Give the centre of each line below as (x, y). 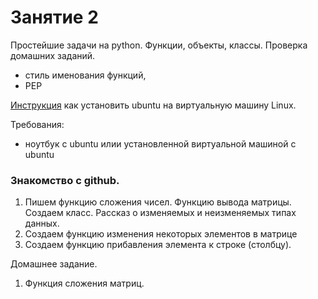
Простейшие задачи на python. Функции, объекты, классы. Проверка (159, 45)
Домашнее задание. (54, 264)
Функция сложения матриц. (84, 283)
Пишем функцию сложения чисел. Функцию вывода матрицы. (158, 202)
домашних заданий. (53, 55)
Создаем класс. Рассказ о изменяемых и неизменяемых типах (160, 213)
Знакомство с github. (65, 180)
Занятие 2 (54, 17)
